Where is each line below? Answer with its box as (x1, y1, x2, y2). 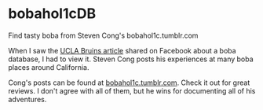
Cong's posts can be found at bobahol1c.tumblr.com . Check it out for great (8, 78, 250, 87)
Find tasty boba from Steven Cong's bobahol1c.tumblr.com (8, 31, 199, 40)
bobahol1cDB (8, 5, 97, 23)
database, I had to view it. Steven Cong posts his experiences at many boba (8, 54, 254, 64)
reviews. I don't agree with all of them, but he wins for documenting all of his (8, 86, 256, 95)
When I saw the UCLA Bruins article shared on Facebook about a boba (8, 46, 237, 55)
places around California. (8, 62, 89, 71)
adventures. (8, 94, 47, 104)
